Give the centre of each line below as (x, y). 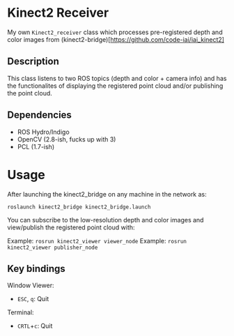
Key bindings (37, 269)
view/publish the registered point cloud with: (71, 227)
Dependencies (39, 115)
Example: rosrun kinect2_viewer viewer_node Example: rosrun (97, 240)
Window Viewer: (31, 285)
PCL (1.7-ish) (36, 146)
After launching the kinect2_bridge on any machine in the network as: (107, 194)
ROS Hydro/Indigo (43, 132)
